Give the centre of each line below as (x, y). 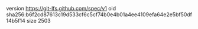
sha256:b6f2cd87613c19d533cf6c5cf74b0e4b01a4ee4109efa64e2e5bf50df (99, 14)
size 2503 (39, 21)
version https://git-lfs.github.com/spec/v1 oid (61, 8)
